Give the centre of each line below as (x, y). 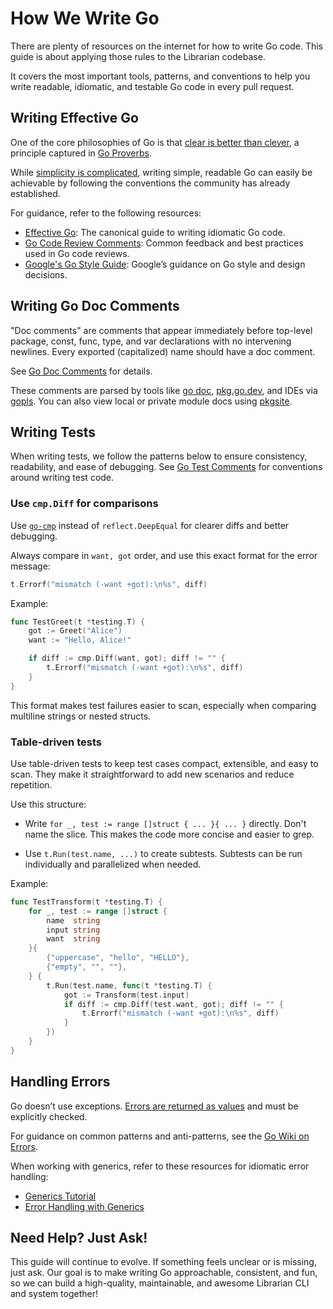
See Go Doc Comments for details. (81, 371)
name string (73, 920)
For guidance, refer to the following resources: (106, 213)
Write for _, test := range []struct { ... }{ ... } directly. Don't (165, 823)
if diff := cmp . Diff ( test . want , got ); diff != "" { (173, 1004)
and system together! (54, 1294)
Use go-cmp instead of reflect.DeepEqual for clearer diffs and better (150, 525)
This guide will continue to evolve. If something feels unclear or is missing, (163, 1262)
